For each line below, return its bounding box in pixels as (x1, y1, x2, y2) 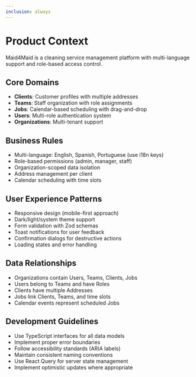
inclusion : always (5, 8, 51, 15)
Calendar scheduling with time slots (14, 176, 102, 184)
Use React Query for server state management (14, 357, 128, 365)
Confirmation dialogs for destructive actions (14, 235, 122, 242)
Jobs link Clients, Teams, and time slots (14, 293, 111, 300)
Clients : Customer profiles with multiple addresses (14, 93, 139, 100)
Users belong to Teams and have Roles (14, 280, 110, 287)
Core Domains (5, 77, 59, 87)
